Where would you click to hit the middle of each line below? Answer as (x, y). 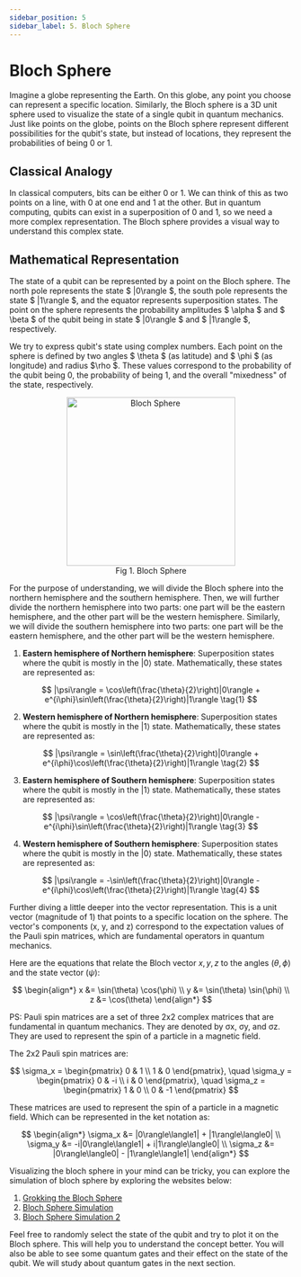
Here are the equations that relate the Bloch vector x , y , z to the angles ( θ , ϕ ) (150, 963)
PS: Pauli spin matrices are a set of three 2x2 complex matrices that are (142, 1017)
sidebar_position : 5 (48, 18)
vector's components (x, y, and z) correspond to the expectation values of (147, 926)
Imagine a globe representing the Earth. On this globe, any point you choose (150, 95)
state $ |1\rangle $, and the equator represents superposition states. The (144, 300)
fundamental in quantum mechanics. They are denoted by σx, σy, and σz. (145, 1027)
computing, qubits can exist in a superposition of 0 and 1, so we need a (141, 212)
